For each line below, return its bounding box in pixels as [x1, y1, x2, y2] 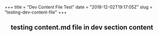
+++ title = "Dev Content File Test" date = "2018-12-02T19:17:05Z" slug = [4, 4, 153, 10]
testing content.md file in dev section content [11, 23, 153, 32]
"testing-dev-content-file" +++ [4, 9, 67, 15]
